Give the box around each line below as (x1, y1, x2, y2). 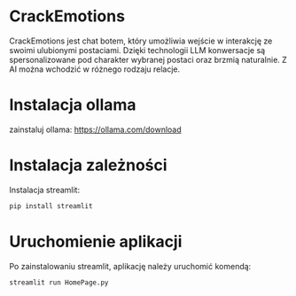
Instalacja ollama (9, 95, 136, 115)
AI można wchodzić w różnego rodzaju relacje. (9, 64, 181, 74)
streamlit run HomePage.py (9, 277, 109, 287)
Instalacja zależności (9, 155, 167, 175)
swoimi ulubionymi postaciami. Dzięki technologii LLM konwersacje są (9, 44, 266, 55)
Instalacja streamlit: (9, 184, 81, 195)
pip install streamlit (9, 201, 93, 210)
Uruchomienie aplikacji (9, 231, 183, 252)
